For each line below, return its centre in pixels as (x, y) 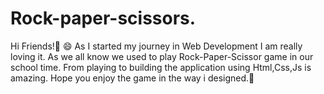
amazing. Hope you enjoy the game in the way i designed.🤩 (132, 78)
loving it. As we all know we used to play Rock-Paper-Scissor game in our (162, 56)
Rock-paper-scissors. (103, 18)
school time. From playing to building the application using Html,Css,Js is (161, 67)
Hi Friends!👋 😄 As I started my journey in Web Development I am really (156, 46)
